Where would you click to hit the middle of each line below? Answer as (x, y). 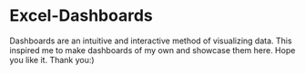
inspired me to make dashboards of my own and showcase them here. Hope (152, 50)
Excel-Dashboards (81, 16)
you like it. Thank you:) (52, 60)
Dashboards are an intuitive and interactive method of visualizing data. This (151, 41)
